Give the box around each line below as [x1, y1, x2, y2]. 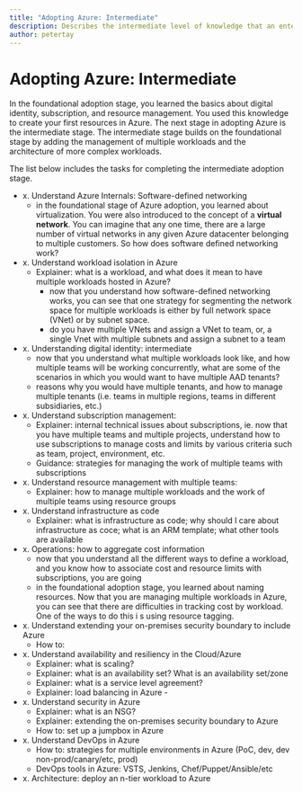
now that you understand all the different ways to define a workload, [35, 554, 289, 565]
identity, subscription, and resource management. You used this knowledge [9, 108, 289, 119]
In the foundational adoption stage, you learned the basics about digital [9, 98, 273, 109]
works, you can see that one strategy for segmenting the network [49, 296, 292, 307]
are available [35, 534, 84, 545]
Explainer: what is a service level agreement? [35, 678, 204, 689]
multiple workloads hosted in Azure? [35, 276, 172, 288]
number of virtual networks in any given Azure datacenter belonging [35, 228, 289, 239]
